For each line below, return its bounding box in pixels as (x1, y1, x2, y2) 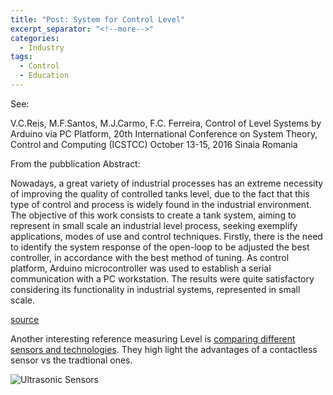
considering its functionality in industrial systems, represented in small (10, 283, 301, 295)
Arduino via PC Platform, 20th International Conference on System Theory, (10, 127, 318, 140)
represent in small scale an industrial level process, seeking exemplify (10, 219, 298, 231)
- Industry (19, 42, 65, 53)
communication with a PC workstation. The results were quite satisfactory (10, 272, 315, 285)
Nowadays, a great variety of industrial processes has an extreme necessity (10, 177, 324, 189)
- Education (19, 71, 70, 81)
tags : (10, 52, 33, 62)
